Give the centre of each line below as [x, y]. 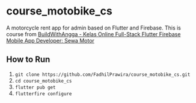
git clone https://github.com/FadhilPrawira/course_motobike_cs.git [103, 74]
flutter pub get [35, 87]
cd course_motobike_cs [43, 81]
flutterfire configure [43, 94]
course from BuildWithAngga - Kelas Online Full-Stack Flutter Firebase [93, 34]
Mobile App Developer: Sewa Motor [51, 40]
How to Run [28, 59]
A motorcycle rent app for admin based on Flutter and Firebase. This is [94, 28]
